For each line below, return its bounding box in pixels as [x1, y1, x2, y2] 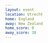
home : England [5, 16, 35, 21]
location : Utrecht [5, 12, 43, 17]
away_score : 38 [5, 30, 37, 35]
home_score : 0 [5, 26, 35, 31]
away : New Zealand [5, 21, 43, 26]
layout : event [5, 7, 35, 12]
